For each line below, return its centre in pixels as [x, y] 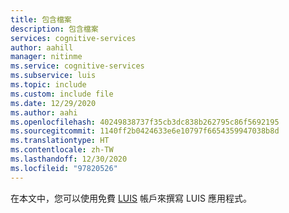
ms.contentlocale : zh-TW [62, 150]
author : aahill [42, 47]
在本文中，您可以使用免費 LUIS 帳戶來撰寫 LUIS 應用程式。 [131, 198]
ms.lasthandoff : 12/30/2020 [69, 159]
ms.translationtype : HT [60, 141]
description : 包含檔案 [54, 29]
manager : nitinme [46, 57]
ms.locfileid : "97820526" [64, 168]
